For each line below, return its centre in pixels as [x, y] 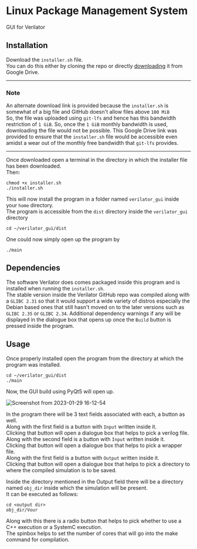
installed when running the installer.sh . [55, 288]
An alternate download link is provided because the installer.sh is [87, 106]
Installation [27, 45]
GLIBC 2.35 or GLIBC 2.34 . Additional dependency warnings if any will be [94, 313]
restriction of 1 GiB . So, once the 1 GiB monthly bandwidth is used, [87, 124]
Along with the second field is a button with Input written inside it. [86, 439]
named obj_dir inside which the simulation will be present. [77, 487]
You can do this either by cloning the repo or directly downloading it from [94, 66]
